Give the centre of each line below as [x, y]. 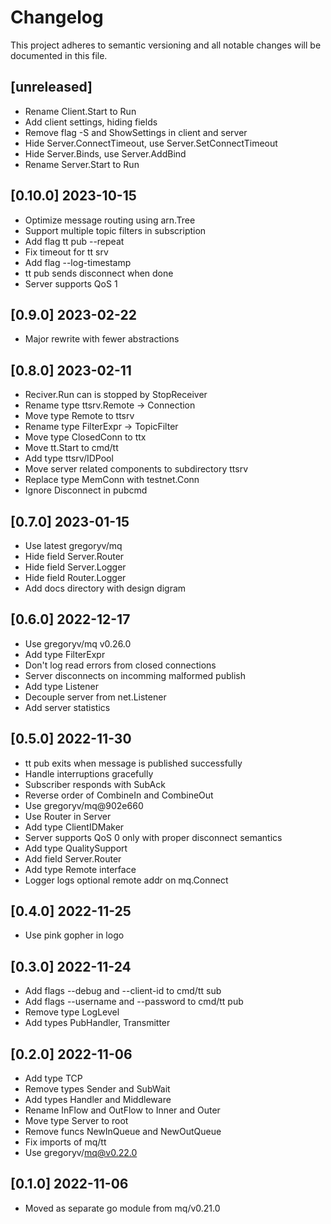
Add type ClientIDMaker [74, 827]
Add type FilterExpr [65, 654]
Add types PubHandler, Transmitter [97, 1023]
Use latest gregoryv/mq [73, 545]
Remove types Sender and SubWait [97, 1089]
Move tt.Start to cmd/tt [71, 448]
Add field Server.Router [73, 858]
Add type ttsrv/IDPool [69, 458]
